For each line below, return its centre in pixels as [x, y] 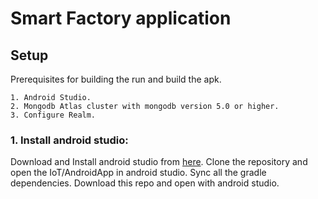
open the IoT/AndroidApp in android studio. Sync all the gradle [138, 173]
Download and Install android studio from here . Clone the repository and [159, 162]
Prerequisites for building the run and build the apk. [116, 79]
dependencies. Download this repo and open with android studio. [145, 183]
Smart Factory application [121, 18]
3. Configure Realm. [53, 115]
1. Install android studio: [69, 140]
